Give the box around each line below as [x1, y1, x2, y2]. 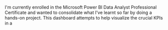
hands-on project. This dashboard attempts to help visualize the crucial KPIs [5, 15, 163, 20]
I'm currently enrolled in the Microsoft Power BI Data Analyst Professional [5, 4, 157, 10]
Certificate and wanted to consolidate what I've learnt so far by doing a [5, 9, 152, 15]
